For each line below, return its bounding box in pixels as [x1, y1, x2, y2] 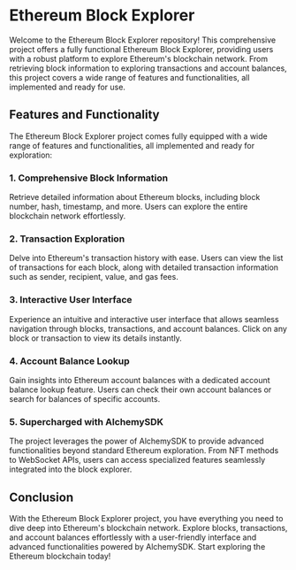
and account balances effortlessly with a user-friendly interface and [9, 532, 257, 543]
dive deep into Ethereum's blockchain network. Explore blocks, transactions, [9, 523, 288, 534]
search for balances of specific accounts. [9, 393, 161, 404]
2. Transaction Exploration [9, 232, 125, 244]
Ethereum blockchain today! [9, 551, 111, 562]
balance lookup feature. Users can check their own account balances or [9, 384, 272, 395]
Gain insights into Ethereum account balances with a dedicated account [9, 374, 271, 385]
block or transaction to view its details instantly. [9, 333, 183, 343]
